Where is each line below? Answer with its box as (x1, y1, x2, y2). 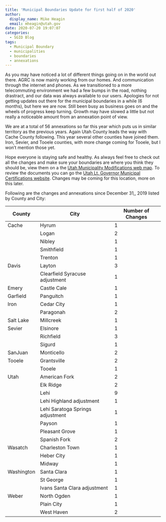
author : (5, 12, 21, 17)
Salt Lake (7, 317, 29, 324)
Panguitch (40, 293, 64, 299)
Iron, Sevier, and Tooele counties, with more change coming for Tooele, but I (5, 140, 161, 146)
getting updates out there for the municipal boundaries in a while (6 (5, 98, 142, 104)
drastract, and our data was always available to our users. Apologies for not (5, 93, 159, 99)
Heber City (40, 452, 65, 459)
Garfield (7, 293, 26, 299)
